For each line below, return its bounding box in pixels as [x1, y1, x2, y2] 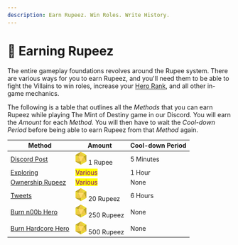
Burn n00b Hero [10, 207, 58, 216]
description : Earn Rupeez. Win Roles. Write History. [7, 11, 171, 18]
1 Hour [130, 168, 151, 177]
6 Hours [130, 191, 154, 200]
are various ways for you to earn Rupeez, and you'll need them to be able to [7, 74, 229, 82]
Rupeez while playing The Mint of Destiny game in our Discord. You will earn [7, 110, 231, 119]
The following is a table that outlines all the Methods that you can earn [7, 103, 213, 111]
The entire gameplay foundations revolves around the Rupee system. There [7, 66, 229, 75]
